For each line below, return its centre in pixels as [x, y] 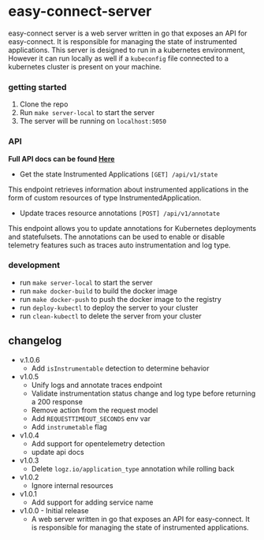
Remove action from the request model [95, 410]
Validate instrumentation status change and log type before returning [143, 393]
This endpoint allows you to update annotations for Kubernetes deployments [132, 228]
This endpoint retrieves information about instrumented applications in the [128, 189]
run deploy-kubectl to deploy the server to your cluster [109, 307]
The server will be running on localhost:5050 [93, 121]
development [34, 265]
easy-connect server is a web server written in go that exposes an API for [128, 33]
